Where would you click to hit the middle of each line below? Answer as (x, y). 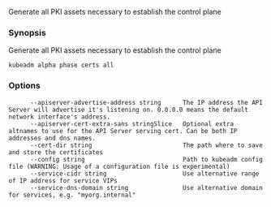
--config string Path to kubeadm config (146, 159)
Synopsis (27, 32)
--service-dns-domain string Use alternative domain (146, 188)
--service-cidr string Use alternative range (144, 174)
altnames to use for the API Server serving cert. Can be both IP (123, 131)
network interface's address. (60, 117)
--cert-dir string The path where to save (146, 145)
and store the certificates (56, 152)
